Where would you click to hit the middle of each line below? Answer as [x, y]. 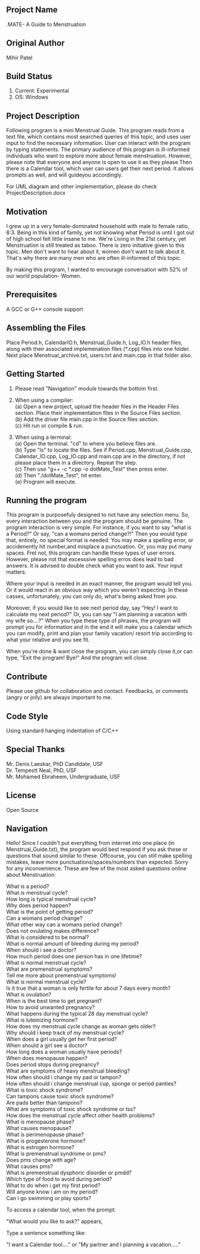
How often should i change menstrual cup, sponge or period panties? [91, 1084]
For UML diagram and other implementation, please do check [81, 187]
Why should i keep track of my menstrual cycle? [65, 1033]
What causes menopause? [39, 1128]
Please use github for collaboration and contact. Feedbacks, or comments [97, 691]
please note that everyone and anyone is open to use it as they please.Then [99, 162]
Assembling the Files [46, 328]
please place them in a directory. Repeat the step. [76, 462]
